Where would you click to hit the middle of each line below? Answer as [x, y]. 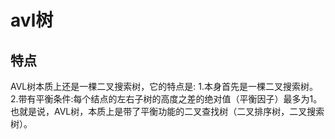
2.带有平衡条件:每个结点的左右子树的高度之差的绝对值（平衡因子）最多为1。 [166, 99]
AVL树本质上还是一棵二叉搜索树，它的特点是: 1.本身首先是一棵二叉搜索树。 [164, 86]
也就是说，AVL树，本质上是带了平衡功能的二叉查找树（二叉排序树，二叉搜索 [167, 111]
